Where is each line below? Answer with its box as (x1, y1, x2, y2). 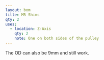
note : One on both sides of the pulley (14, 36, 99, 41)
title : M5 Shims (5, 12, 40, 17)
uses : (5, 21, 17, 27)
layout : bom (5, 7, 31, 13)
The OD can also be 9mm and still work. (5, 49, 89, 56)
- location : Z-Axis (10, 26, 51, 32)
